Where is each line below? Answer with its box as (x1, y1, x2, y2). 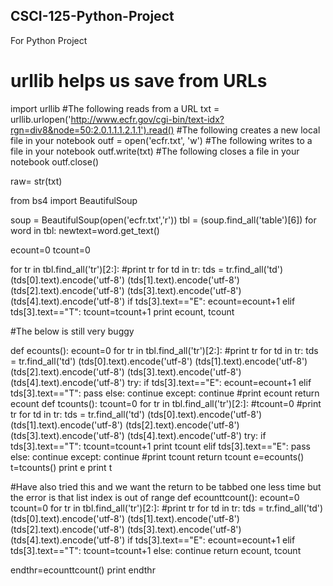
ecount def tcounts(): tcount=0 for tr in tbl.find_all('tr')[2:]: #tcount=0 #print (10, 397, 322, 409)
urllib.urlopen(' (10, 113, 72, 125)
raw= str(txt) (10, 175, 63, 187)
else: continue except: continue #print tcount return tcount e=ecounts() (10, 450, 305, 463)
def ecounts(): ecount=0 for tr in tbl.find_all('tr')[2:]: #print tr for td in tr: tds (10, 344, 319, 356)
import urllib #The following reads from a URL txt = (10, 102, 220, 114)
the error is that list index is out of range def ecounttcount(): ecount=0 (10, 491, 300, 503)
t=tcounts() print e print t (10, 461, 113, 473)
